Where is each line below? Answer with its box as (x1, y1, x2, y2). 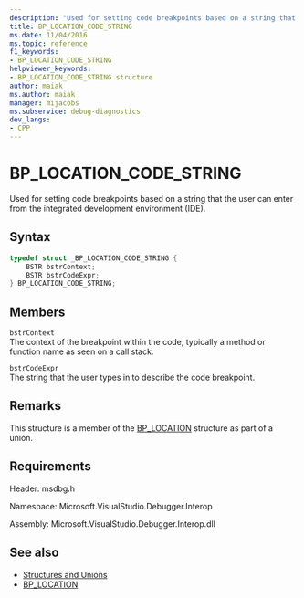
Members (9, 304, 66, 320)
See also (9, 545, 59, 561)
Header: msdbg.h (9, 483, 76, 494)
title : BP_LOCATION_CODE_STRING (9, 22, 132, 31)
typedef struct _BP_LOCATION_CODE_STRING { (9, 253, 178, 263)
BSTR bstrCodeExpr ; (26, 270, 100, 279)
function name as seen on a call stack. (9, 346, 154, 357)
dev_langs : (9, 115, 51, 124)
